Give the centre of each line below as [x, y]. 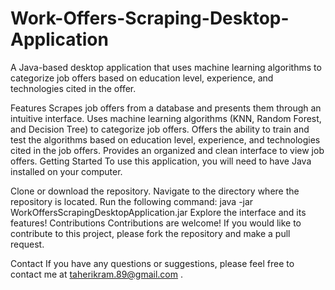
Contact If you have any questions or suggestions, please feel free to [152, 263]
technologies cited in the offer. [73, 88]
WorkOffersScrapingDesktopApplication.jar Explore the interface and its [158, 212]
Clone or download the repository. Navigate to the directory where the [155, 191]
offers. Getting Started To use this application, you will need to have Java [161, 161]
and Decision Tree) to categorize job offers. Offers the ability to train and [160, 129]
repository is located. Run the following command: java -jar [132, 201]
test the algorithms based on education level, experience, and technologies [165, 139]
